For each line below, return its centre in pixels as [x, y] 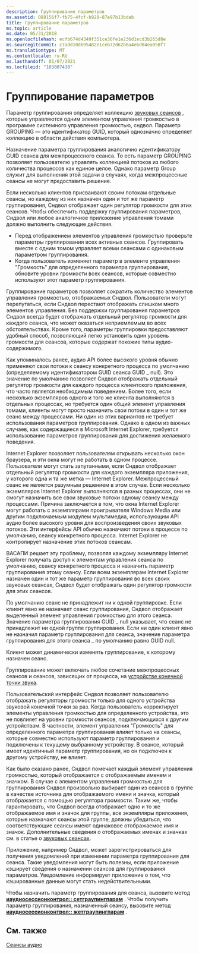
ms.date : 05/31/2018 [32, 34]
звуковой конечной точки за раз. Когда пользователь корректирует [92, 707]
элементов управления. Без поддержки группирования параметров [93, 310]
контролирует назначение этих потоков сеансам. [69, 542]
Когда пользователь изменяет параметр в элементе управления [97, 261]
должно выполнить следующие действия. [59, 224]
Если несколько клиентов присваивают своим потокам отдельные [91, 193]
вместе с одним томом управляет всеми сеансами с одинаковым [99, 248]
